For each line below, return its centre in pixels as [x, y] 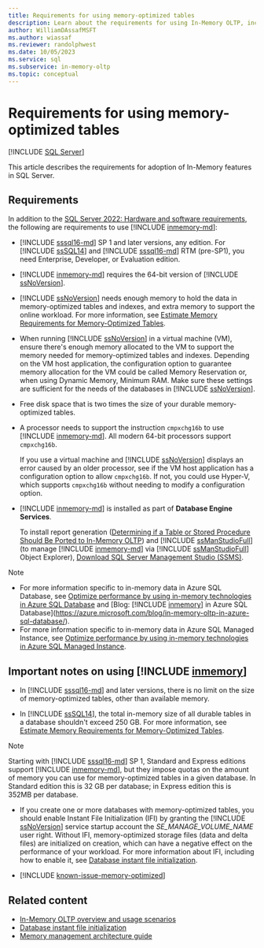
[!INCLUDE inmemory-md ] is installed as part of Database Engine [126, 508]
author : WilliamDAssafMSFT [52, 30]
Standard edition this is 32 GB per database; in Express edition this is [120, 786]
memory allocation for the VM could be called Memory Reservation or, [133, 372]
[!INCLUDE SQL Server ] [46, 151]
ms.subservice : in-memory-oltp [59, 67]
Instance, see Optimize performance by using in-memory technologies [134, 638]
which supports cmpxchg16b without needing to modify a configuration [132, 485]
